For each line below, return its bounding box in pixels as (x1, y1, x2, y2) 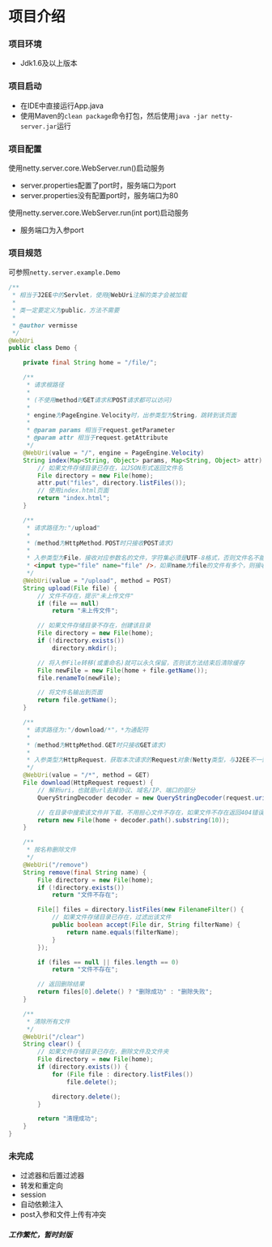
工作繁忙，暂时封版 (8, 1229, 73, 1239)
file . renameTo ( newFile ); (37, 674, 121, 682)
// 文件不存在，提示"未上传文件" (37, 592, 134, 600)
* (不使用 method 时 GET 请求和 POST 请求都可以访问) (26, 395, 173, 404)
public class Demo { (8, 344, 79, 352)
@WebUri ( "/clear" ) (23, 1033, 85, 1041)
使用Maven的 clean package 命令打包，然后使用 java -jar (19, 110, 208, 120)
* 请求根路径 (26, 381, 65, 389)
